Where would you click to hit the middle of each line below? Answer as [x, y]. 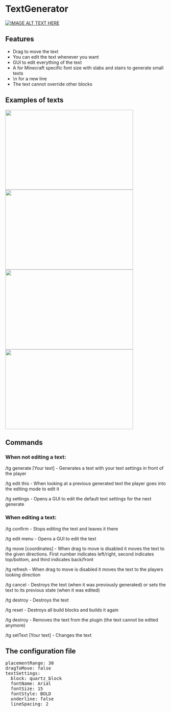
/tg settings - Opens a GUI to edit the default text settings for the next [78, 499]
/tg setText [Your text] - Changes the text [48, 635]
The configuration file [41, 651]
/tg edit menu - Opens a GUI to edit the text [51, 538]
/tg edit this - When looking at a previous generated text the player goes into [86, 484]
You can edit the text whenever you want [56, 57]
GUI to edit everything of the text [47, 62]
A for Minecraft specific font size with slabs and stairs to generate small [88, 67]
